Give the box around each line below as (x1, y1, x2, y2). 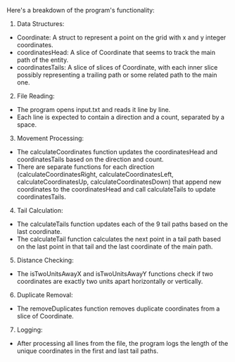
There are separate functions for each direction (16, 163, 155, 171)
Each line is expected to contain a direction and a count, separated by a (16, 113, 224, 121)
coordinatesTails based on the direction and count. (16, 155, 164, 163)
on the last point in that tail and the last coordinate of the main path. (16, 242, 213, 251)
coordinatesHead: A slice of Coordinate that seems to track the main (16, 49, 216, 56)
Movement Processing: (16, 134, 84, 142)
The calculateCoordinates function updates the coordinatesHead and (16, 148, 217, 156)
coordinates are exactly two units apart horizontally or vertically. (16, 277, 203, 285)
